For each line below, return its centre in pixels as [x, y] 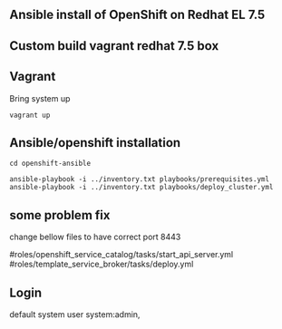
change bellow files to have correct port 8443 [95, 237]
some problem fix [60, 215]
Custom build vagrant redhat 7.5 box [114, 46]
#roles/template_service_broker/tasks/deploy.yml [102, 264]
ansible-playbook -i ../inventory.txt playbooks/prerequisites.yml [140, 179]
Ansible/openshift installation [95, 143]
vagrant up [30, 115]
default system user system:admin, [75, 314]
